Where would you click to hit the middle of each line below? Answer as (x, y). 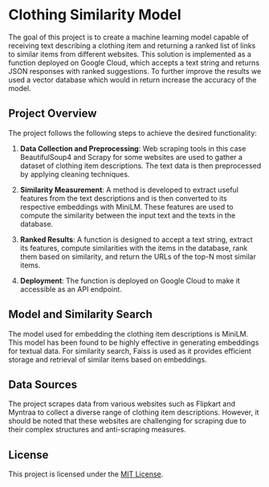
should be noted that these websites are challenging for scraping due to (127, 421)
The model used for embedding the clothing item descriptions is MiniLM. (128, 334)
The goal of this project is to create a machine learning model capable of (128, 37)
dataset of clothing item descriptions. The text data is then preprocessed (141, 166)
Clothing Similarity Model (95, 15)
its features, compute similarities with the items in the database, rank (134, 248)
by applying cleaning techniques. (75, 174)
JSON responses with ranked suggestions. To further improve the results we (135, 71)
